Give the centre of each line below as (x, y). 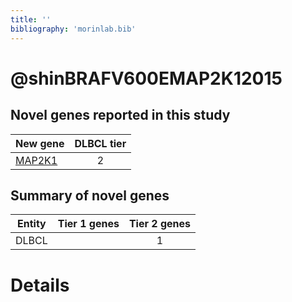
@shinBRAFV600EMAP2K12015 (146, 78)
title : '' (31, 19)
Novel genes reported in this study (120, 115)
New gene (40, 143)
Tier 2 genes (159, 224)
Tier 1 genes (88, 224)
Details (40, 285)
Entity (32, 224)
